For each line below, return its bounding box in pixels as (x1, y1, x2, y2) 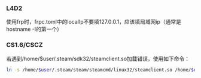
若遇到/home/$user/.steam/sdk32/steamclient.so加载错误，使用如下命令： (6, 55, 190, 62)
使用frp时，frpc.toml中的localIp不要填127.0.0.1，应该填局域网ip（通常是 (6, 18, 181, 25)
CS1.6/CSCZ (6, 41, 43, 49)
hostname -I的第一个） (6, 25, 63, 33)
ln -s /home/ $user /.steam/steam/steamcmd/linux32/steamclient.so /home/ (6, 67, 191, 73)
